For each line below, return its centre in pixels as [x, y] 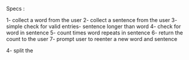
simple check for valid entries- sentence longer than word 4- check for [94, 26]
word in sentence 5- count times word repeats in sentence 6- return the [95, 33]
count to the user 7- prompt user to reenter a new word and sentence [92, 39]
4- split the [20, 50]
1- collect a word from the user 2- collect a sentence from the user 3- [92, 20]
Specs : [16, 9]
